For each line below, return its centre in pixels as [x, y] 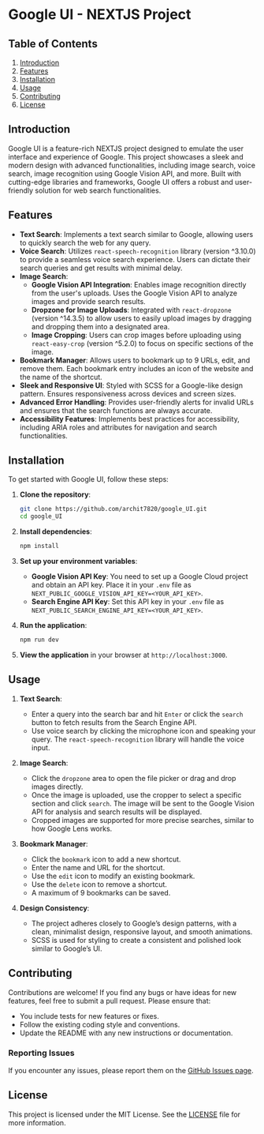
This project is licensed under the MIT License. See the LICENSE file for [125, 1114]
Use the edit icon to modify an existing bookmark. [113, 876]
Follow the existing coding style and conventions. [100, 1024]
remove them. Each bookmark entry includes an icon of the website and [136, 368]
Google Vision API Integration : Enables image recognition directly [139, 284]
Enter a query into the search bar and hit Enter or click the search [137, 714]
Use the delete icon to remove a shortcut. [99, 884]
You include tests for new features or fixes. [89, 1016]
